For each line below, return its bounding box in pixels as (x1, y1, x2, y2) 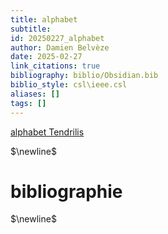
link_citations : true (10, 61, 101, 71)
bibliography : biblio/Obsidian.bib (10, 71, 159, 81)
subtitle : (10, 24, 52, 34)
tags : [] (10, 98, 47, 108)
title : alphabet (10, 14, 78, 25)
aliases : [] (10, 89, 60, 99)
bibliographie (10, 180, 123, 203)
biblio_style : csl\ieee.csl (10, 80, 128, 90)
